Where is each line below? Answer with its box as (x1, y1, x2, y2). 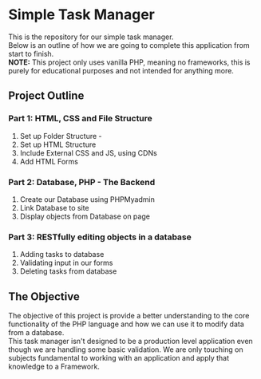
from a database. (8, 328, 65, 338)
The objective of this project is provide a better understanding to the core (8, 311, 250, 321)
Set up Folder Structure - (19, 131, 102, 140)
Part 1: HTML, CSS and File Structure (8, 113, 153, 124)
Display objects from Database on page (19, 211, 150, 221)
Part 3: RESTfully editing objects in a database (8, 231, 192, 243)
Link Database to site (19, 203, 89, 212)
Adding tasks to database (19, 250, 105, 259)
